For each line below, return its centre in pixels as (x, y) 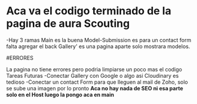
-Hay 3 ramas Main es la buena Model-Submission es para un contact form (99, 40)
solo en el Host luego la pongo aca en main (60, 94)
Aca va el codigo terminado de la (89, 11)
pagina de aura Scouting (68, 23)
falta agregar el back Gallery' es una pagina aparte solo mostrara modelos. (98, 46)
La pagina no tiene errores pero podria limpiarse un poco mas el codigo (94, 69)
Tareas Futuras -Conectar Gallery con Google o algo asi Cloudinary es (93, 75)
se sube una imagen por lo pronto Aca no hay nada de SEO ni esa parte (95, 88)
